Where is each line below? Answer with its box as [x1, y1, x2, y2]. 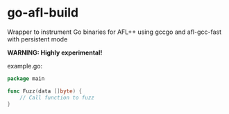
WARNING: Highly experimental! [7, 48, 103, 57]
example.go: [7, 61, 43, 70]
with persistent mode [7, 35, 68, 43]
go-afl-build [7, 5, 78, 21]
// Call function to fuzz [19, 94, 95, 101]
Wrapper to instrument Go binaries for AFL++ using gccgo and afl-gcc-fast [7, 28, 222, 36]
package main [7, 75, 45, 82]
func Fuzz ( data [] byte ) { [7, 88, 82, 95]
